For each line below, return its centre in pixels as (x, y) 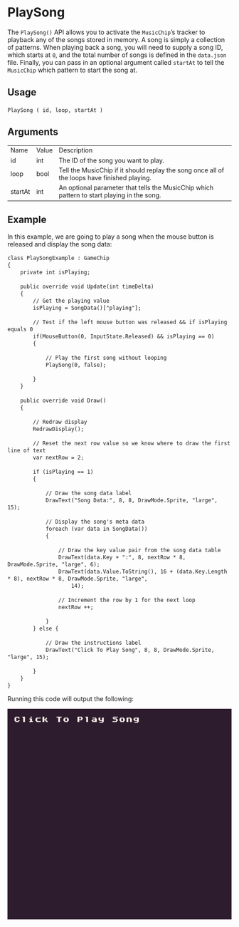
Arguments (33, 132)
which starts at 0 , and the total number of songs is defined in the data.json (117, 55)
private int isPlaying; (55, 273)
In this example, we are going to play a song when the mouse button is (111, 237)
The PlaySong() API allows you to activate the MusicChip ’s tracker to (106, 32)
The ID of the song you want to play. (112, 160)
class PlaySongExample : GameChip (59, 258)
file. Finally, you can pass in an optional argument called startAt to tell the (116, 62)
